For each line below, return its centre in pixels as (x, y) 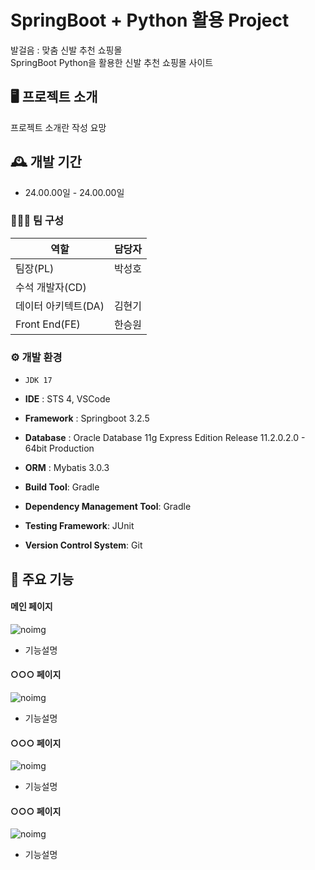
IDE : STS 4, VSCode (67, 399)
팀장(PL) (35, 268)
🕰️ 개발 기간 (46, 162)
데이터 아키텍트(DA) (60, 306)
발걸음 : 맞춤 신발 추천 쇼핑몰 (66, 50)
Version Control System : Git (83, 545)
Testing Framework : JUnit (79, 526)
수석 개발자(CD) (51, 287)
